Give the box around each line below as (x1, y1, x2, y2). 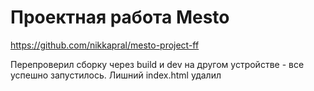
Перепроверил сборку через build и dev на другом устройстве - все (10, 58, 305, 70)
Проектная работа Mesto (10, 6, 230, 29)
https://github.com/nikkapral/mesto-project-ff (10, 39, 200, 51)
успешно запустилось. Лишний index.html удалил (10, 69, 222, 81)
